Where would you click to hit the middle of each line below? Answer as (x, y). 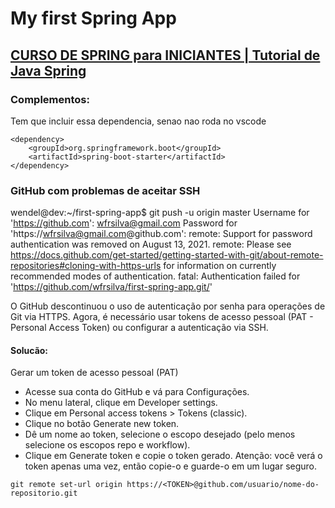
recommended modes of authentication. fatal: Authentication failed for (155, 276)
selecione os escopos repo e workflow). (107, 445)
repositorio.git (44, 493)
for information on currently (220, 266)
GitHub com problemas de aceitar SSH (105, 190)
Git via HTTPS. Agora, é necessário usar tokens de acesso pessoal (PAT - (162, 317)
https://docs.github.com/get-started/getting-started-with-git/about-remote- (167, 255)
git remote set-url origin (66, 485)
